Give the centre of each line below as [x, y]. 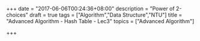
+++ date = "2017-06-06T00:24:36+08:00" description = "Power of [91, 9]
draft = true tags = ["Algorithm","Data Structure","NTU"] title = [106, 15]
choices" [17, 15]
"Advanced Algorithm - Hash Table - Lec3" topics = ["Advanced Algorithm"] [100, 21]
